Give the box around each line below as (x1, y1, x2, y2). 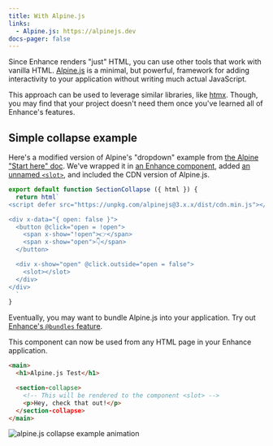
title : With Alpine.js (8, 11, 85, 20)
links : (8, 20, 31, 28)
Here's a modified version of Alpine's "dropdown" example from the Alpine (8, 152, 259, 163)
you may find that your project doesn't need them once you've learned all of (8, 98, 263, 108)
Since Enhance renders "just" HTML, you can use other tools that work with (8, 57, 262, 67)
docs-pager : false (8, 34, 71, 43)
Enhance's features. (8, 107, 76, 117)
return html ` (15, 193, 60, 201)
